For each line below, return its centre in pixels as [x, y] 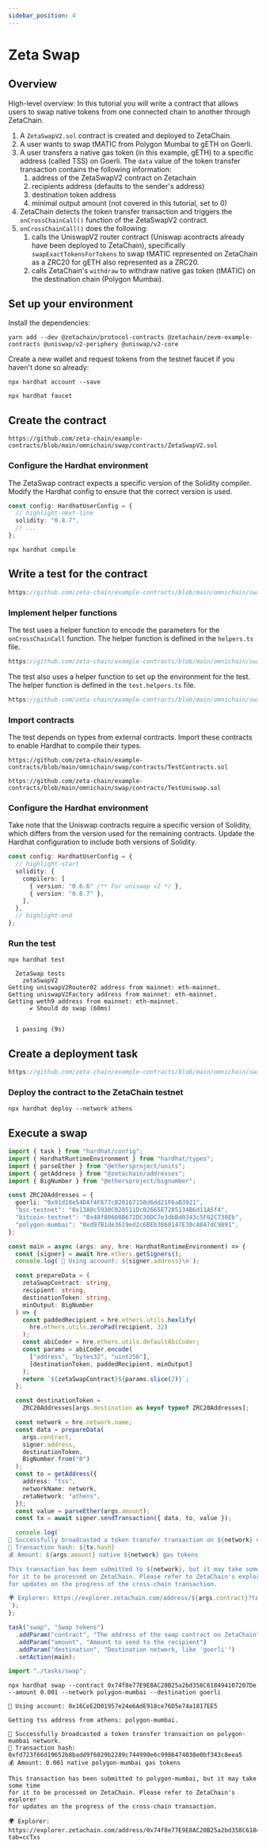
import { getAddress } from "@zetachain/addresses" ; [97, 1173]
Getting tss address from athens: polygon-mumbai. [93, 1720]
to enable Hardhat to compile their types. [75, 745]
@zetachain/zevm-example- [210, 338]
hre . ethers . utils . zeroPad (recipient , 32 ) [99, 1327]
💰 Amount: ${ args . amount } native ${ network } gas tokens [103, 1555]
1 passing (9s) [40, 1029]
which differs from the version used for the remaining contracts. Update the [131, 834]
